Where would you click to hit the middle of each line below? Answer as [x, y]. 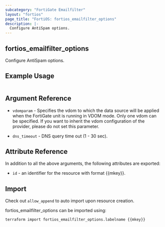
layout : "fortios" [24, 14]
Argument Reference [38, 98]
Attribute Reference [37, 152]
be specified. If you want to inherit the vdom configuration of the [79, 121]
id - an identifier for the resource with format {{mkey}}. [69, 173]
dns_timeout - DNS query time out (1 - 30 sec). [60, 136]
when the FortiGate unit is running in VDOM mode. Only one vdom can [84, 115]
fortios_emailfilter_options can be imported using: [56, 211]
